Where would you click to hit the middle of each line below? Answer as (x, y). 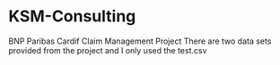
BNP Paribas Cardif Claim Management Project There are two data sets (140, 41)
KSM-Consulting (72, 16)
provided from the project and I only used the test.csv (108, 50)
